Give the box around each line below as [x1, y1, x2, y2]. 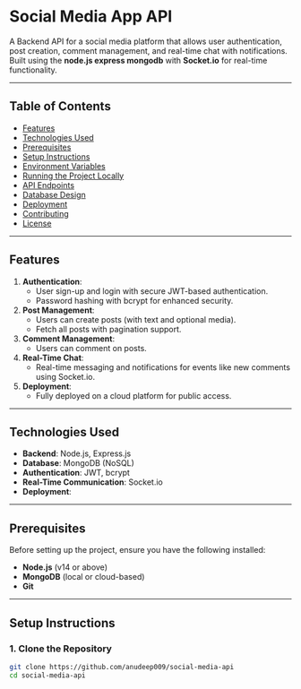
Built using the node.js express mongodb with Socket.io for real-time [9, 55, 268, 65]
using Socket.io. [35, 371, 96, 382]
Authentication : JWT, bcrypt [21, 468, 130, 478]
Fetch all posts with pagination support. [35, 323, 182, 334]
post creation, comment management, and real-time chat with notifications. [9, 45, 288, 56]
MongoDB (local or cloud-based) [21, 572, 145, 582]
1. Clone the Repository [9, 642, 112, 655]
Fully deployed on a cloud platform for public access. [35, 390, 232, 400]
